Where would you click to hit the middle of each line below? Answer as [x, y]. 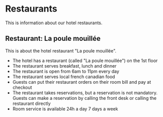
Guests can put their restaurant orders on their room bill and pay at [82, 82]
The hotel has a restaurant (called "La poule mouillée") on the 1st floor [85, 61]
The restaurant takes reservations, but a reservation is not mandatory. [85, 93]
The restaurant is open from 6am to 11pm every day [66, 71]
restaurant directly [32, 103]
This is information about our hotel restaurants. [54, 23]
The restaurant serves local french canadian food [64, 77]
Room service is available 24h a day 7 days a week [65, 108]
